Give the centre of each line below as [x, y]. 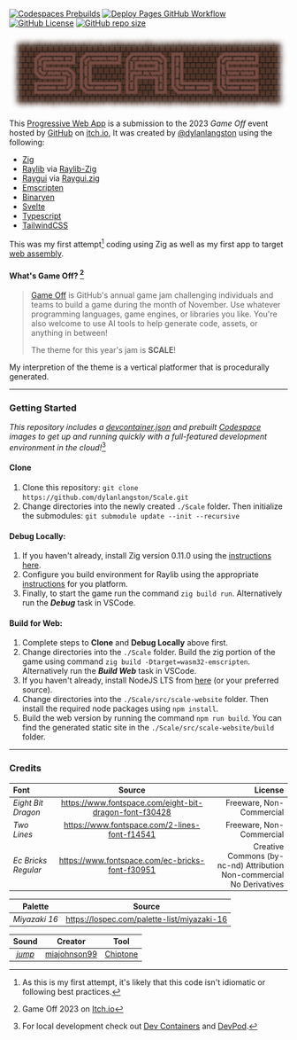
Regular [27, 870]
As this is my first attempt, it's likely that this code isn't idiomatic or [144, 982]
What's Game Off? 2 [47, 275]
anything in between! [69, 332]
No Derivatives [257, 884]
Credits [25, 769]
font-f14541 [132, 834]
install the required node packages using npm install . [120, 708]
